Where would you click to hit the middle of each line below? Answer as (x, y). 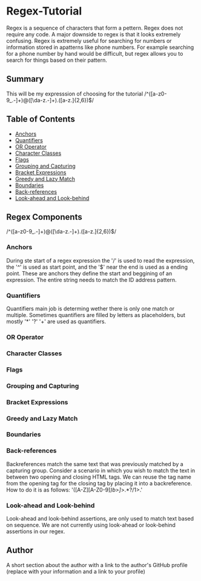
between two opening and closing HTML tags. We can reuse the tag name (99, 477)
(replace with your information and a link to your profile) (76, 571)
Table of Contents (41, 119)
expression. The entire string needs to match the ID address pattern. (91, 280)
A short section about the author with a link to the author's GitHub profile (97, 565)
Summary (25, 79)
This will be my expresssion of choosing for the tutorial (75, 94)
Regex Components (44, 217)
